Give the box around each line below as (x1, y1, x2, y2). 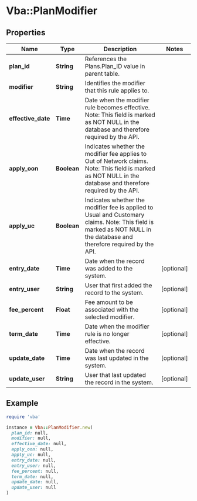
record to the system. (84, 289, 144, 296)
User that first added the (84, 281, 152, 289)
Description (103, 45, 137, 53)
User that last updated (84, 371, 147, 379)
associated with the (84, 306, 139, 313)
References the (84, 55, 127, 63)
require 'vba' (6, 413, 41, 420)
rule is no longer (84, 330, 130, 338)
